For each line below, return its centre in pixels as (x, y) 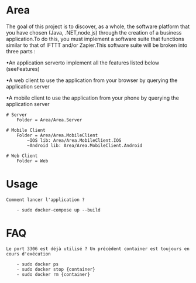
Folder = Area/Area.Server (49, 120)
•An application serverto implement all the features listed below (83, 63)
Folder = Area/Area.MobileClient (57, 135)
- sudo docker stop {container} (56, 269)
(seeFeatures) (23, 69)
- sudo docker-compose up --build (59, 210)
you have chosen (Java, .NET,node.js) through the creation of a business (94, 32)
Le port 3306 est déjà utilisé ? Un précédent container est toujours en (98, 249)
